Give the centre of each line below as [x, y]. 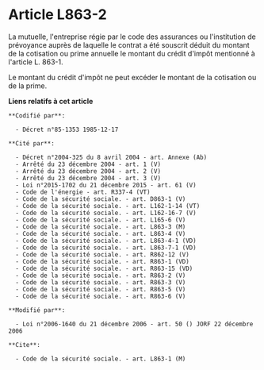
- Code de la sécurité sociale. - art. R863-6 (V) [101, 296]
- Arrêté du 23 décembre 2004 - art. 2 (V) [88, 171]
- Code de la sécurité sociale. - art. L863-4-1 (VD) [106, 241]
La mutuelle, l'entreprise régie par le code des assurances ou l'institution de [132, 37]
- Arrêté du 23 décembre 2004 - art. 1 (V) [88, 164]
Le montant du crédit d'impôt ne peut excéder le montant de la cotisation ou [132, 77]
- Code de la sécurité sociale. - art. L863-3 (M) [101, 227]
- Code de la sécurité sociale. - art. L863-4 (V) [101, 233]
